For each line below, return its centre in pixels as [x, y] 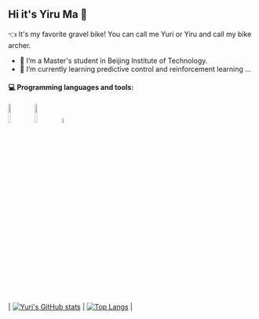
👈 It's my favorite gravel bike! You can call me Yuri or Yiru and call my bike [130, 34]
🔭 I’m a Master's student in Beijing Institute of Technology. [113, 61]
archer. [20, 45]
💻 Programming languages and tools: [71, 87]
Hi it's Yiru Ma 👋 [48, 15]
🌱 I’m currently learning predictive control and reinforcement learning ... [135, 69]
